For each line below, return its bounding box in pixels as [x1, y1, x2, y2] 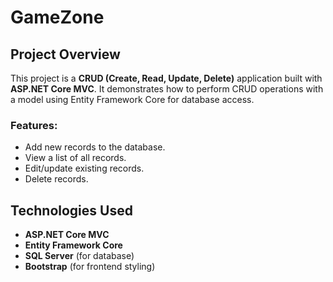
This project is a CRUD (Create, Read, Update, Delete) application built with [10, 72, 323, 84]
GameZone [10, 6, 105, 29]
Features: [10, 118, 58, 132]
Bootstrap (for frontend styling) [24, 261, 156, 273]
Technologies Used [10, 202, 133, 219]
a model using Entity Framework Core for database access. [10, 94, 255, 105]
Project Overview [10, 46, 121, 63]
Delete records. [24, 173, 89, 185]
